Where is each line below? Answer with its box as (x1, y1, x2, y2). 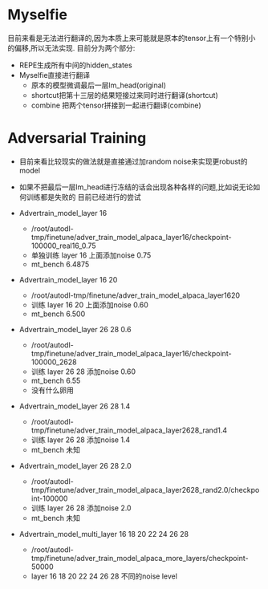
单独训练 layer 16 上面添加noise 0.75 (30, 250, 152, 260)
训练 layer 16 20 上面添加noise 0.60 (30, 299, 149, 310)
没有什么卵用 (30, 385, 74, 395)
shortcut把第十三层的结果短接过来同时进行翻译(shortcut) (30, 90, 218, 100)
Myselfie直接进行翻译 (18, 70, 91, 79)
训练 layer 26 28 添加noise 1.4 (30, 435, 131, 445)
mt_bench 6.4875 (30, 259, 90, 269)
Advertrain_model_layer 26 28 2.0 (18, 461, 132, 470)
